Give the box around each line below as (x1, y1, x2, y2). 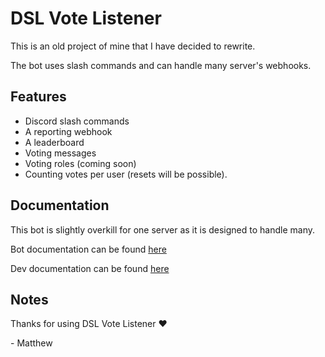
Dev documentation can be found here (10, 262, 170, 274)
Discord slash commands (24, 115, 130, 127)
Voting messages (24, 147, 97, 159)
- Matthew (10, 337, 53, 349)
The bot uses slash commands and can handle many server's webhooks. (10, 59, 312, 71)
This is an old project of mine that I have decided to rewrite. (10, 40, 256, 52)
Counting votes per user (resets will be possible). (24, 168, 228, 180)
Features (10, 88, 67, 106)
